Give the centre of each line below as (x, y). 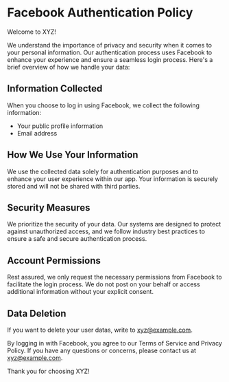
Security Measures (49, 208)
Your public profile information (60, 126)
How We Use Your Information (73, 155)
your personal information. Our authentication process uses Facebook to (110, 52)
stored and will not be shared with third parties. (74, 186)
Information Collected (55, 88)
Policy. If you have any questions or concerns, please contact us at (102, 350)
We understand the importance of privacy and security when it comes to (110, 45)
